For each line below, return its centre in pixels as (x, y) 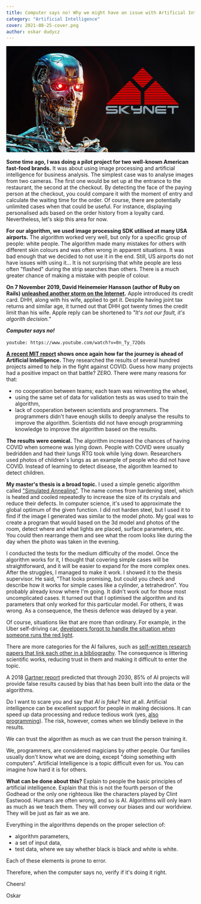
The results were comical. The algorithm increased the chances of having (98, 441)
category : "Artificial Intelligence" (53, 19)
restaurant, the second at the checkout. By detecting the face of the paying (99, 187)
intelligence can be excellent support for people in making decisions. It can (99, 708)
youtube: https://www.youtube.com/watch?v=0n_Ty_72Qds (76, 343)
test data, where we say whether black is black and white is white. (96, 849)
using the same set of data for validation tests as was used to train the (101, 397)
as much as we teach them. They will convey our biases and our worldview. (99, 807)
